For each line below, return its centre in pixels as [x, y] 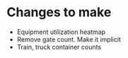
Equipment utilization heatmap [61, 32]
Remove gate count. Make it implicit [69, 39]
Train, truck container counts [59, 47]
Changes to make [59, 12]
